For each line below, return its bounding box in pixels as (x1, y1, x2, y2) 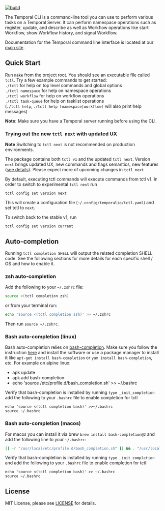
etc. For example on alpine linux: (5, 360, 71, 366)
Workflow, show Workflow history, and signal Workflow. (5, 30, 118, 35)
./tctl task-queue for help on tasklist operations (5, 98, 104, 104)
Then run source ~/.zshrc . (5, 321, 59, 327)
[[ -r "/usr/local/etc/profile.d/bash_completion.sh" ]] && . (5, 446, 135, 451)
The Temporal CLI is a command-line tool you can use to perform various (5, 14, 153, 20)
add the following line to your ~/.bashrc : (5, 436, 86, 442)
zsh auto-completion (5, 273, 56, 280)
